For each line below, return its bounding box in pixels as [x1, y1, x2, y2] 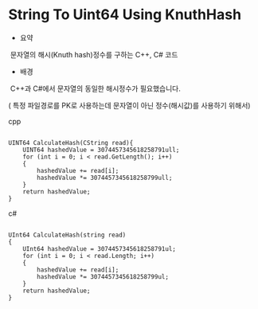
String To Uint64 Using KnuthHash [8, 6, 241, 24]
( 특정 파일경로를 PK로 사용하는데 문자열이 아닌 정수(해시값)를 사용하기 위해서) [8, 100, 251, 110]
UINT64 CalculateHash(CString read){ [8, 139, 134, 147]
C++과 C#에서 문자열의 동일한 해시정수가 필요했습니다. [10, 84, 181, 93]
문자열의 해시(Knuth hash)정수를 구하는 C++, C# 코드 [10, 49, 178, 59]
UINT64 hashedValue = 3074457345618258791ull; [22, 146, 180, 154]
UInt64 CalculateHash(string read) [8, 231, 127, 239]
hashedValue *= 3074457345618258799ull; [37, 174, 173, 182]
